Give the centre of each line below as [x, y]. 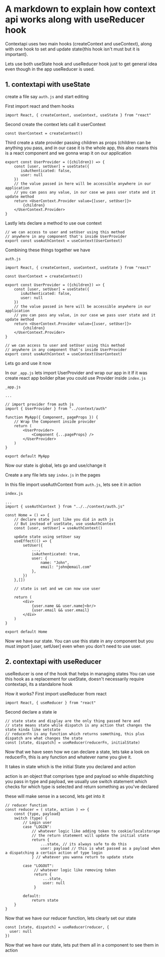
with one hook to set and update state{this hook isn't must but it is [72, 49]
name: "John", [55, 562]
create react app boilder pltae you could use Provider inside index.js [76, 378]
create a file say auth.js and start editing [47, 96]
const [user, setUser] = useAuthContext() [58, 528]
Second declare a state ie [31, 712]
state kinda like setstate [33, 729]
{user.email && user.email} [61, 610]
